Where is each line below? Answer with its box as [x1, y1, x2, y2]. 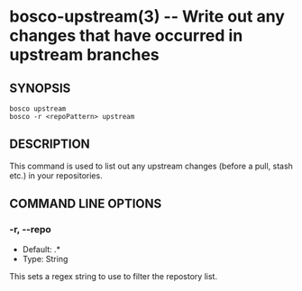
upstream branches [9, 45, 160, 65]
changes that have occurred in [9, 25, 243, 46]
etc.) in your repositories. [9, 169, 103, 181]
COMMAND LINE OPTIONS [9, 196, 162, 212]
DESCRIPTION [9, 137, 90, 152]
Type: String [22, 253, 69, 264]
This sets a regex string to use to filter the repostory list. [9, 270, 218, 281]
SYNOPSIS [9, 80, 71, 95]
